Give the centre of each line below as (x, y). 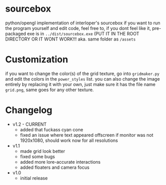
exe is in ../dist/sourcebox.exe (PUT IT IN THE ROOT (83, 33)
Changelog (29, 110)
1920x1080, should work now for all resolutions (69, 140)
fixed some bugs (38, 156)
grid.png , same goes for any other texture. (50, 90)
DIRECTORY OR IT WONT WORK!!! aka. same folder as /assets (71, 39)
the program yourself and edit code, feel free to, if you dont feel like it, (78, 28)
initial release (34, 178)
